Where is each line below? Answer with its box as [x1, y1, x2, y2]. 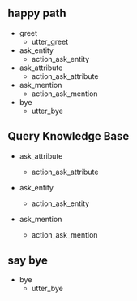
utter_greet [31, 37, 69, 46]
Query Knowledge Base [7, 129, 130, 143]
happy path [7, 7, 66, 20]
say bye [7, 254, 48, 268]
